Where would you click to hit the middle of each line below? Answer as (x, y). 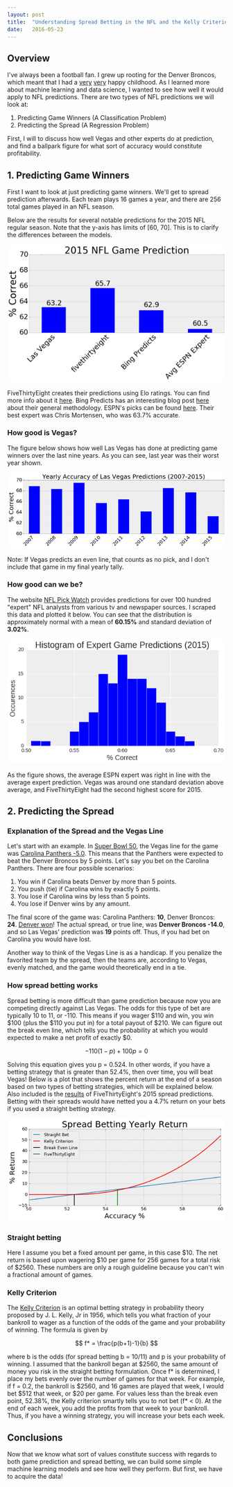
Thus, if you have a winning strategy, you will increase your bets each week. (116, 1416)
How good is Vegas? (42, 433)
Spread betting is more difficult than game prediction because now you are (114, 1000)
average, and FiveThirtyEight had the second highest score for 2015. (105, 789)
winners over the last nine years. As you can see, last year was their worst (113, 455)
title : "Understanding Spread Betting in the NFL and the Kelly (103, 22)
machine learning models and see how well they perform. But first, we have (115, 1469)
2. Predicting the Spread (61, 811)
